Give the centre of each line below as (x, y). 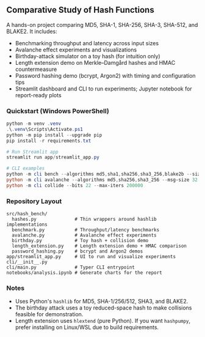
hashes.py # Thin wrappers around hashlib (84, 220)
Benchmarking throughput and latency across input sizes (87, 43)
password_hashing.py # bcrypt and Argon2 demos (77, 251)
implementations (27, 225)
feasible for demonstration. (49, 314)
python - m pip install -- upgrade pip (54, 135)
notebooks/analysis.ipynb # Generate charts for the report (85, 273)
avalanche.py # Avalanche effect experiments (84, 235)
